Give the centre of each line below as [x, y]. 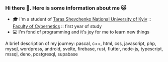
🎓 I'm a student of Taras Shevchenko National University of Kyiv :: [82, 19]
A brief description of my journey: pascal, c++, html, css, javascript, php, [81, 43]
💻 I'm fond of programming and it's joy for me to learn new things [81, 32]
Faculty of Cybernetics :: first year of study [57, 26]
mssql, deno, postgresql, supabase [41, 54]
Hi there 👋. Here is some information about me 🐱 [66, 8]
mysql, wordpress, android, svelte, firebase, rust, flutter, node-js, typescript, [84, 49]
